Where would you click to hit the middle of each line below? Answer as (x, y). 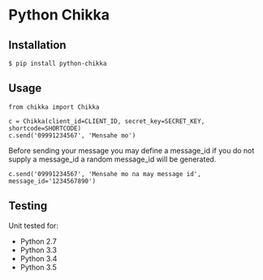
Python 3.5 (38, 267)
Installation (37, 45)
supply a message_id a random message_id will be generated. (112, 159)
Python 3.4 (39, 258)
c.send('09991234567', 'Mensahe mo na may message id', (105, 174)
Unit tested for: (34, 226)
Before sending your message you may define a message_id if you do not (131, 150)
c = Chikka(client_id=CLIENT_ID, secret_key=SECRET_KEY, (107, 121)
